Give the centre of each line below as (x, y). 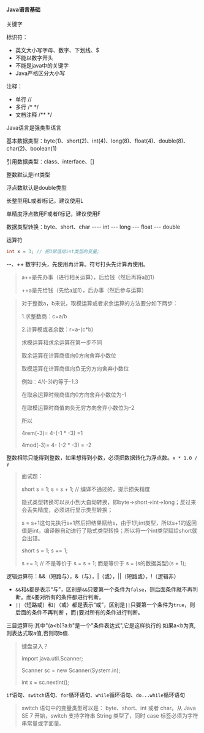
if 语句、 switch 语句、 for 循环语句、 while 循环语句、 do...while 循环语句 (96, 695)
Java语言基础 (24, 9)
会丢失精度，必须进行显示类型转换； (67, 510)
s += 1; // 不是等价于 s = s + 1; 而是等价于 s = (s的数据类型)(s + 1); (104, 563)
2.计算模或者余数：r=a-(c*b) (57, 329)
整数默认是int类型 (28, 174)
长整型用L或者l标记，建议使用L (45, 201)
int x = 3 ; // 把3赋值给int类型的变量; (53, 252)
